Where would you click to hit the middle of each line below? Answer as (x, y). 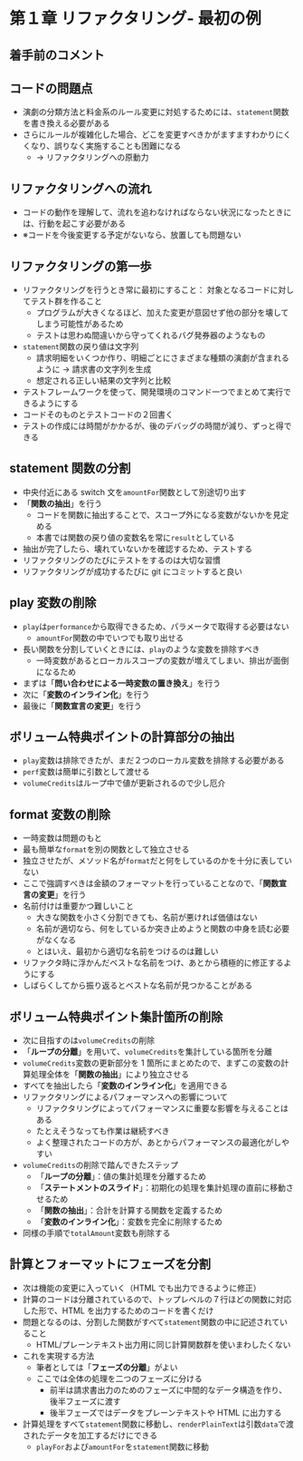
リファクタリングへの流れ (80, 188)
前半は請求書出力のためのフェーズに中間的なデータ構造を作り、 (168, 1389)
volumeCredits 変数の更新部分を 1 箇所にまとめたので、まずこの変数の (151, 1063)
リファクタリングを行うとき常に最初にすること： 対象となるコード (146, 290)
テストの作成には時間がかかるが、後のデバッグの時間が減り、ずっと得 (153, 426)
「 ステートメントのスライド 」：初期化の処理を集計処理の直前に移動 (161, 1188)
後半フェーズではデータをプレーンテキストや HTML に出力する (166, 1412)
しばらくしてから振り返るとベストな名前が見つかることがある (137, 986)
